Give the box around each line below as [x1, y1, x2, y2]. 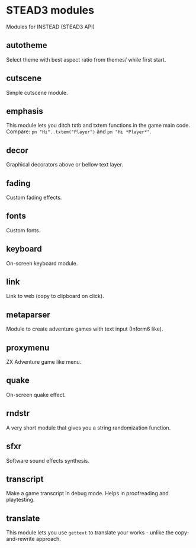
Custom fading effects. [6, 194, 62, 201]
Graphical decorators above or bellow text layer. [6, 161, 123, 168]
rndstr [6, 408, 30, 418]
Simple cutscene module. [6, 89, 68, 96]
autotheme [6, 40, 47, 50]
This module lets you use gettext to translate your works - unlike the [6, 529, 174, 536]
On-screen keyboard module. [6, 259, 78, 267]
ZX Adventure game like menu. [6, 358, 82, 366]
